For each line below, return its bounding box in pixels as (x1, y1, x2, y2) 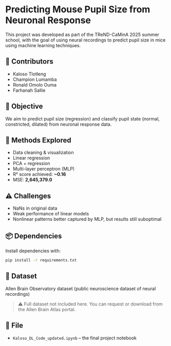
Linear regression (12, 155, 50, 161)
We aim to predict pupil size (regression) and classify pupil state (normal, (5, 115, 160, 121)
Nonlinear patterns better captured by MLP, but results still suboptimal (12, 216, 162, 222)
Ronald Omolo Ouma (12, 82, 57, 88)
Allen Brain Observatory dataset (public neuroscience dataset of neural (5, 286, 156, 292)
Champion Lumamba (12, 76, 58, 83)
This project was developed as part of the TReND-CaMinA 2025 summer (5, 31, 160, 37)
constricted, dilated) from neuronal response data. (5, 121, 112, 127)
